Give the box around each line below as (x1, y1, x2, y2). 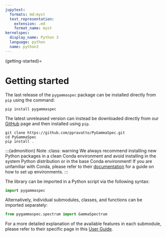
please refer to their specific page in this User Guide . (5, 226, 113, 232)
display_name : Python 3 (9, 35, 58, 40)
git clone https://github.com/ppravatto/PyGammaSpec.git (5, 130, 125, 135)
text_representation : (9, 16, 55, 21)
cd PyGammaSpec (5, 135, 37, 140)
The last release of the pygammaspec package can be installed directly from (5, 91, 156, 97)
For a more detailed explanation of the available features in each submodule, (5, 221, 162, 227)
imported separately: (5, 202, 48, 208)
